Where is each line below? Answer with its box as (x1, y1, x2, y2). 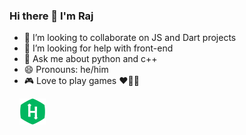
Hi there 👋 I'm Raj (9, 9, 94, 23)
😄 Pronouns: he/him (23, 64, 109, 76)
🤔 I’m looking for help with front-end (23, 42, 174, 54)
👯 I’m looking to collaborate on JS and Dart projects (23, 32, 237, 44)
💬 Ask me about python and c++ (23, 53, 158, 65)
